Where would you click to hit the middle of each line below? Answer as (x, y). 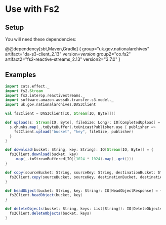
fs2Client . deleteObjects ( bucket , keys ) (51, 214)
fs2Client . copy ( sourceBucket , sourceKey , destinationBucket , (74, 177)
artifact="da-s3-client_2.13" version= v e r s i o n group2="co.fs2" (68, 54)
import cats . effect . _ (27, 86)
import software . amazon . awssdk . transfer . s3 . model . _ (59, 100)
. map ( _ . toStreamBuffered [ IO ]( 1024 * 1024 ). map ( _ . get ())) (74, 159)
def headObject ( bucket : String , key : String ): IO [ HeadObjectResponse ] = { (84, 191)
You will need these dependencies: (41, 39)
